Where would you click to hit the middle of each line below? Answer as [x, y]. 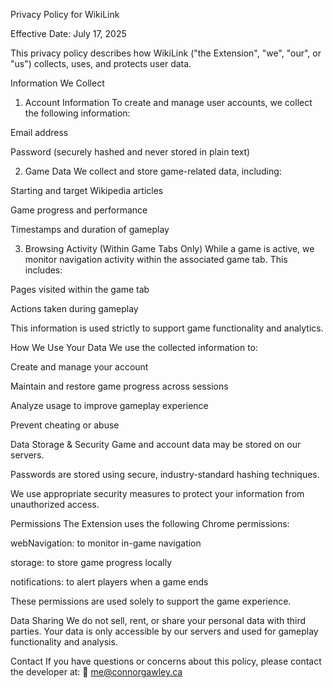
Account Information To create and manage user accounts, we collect [168, 102]
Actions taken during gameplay [74, 308]
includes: [43, 270]
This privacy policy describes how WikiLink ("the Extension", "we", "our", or [166, 53]
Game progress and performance [79, 210]
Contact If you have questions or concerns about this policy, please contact [166, 661]
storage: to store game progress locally [91, 562]
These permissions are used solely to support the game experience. [151, 601]
